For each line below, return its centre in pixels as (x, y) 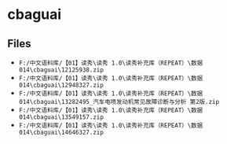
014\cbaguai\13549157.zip (61, 117)
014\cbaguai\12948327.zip (61, 85)
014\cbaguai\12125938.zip (61, 70)
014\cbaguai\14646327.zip (61, 132)
